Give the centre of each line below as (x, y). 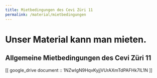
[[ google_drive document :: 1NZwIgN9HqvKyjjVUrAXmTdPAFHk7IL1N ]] (79, 70)
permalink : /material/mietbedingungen (46, 15)
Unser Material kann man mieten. (76, 40)
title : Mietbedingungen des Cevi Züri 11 (49, 10)
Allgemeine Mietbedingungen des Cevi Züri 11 (78, 58)
